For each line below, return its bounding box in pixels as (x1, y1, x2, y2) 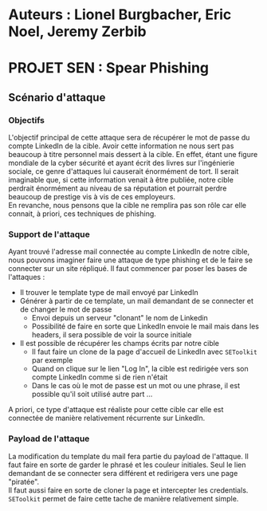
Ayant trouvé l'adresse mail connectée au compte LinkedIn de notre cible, (8, 247, 249, 257)
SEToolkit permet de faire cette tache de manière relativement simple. (8, 493, 239, 503)
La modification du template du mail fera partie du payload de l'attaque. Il (8, 451, 249, 461)
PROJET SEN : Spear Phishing (8, 59, 210, 77)
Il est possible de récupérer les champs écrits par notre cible (19, 339, 220, 348)
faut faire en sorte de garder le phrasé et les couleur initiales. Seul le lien (8, 460, 246, 470)
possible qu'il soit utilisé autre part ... (31, 389, 153, 399)
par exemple (31, 356, 73, 365)
